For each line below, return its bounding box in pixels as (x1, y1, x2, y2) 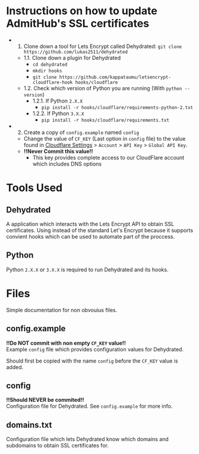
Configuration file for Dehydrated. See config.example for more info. (6, 402, 173, 410)
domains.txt (6, 420, 52, 430)
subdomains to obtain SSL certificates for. (6, 442, 109, 449)
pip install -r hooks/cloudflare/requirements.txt (41, 117, 169, 123)
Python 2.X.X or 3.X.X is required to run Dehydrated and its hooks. (6, 266, 169, 273)
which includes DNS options (32, 160, 102, 167)
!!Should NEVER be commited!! (6, 396, 84, 404)
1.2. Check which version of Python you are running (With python (23, 84, 182, 91)
